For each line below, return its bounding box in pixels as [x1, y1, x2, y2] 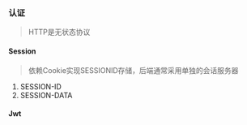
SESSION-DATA [19, 90, 73, 100]
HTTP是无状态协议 [28, 27, 91, 37]
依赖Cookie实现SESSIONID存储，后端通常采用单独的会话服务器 [28, 65, 239, 75]
